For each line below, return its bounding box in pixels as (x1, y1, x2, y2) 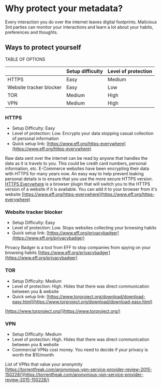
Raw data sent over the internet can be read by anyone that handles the (5, 155, 148, 161)
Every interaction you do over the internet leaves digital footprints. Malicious (5, 19, 157, 25)
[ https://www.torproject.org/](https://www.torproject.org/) (5, 308, 121, 314)
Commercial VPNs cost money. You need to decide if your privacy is (12, 347, 148, 353)
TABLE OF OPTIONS (5, 56, 45, 62)
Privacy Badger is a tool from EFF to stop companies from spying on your (5, 245, 151, 251)
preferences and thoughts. (5, 29, 58, 35)
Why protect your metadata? (5, 3, 123, 14)
